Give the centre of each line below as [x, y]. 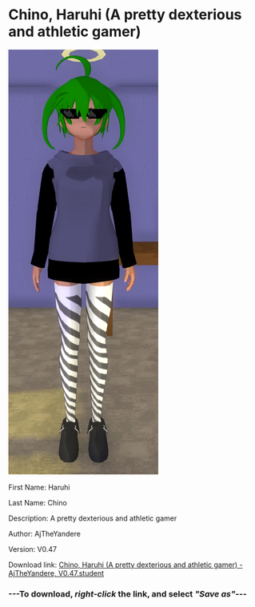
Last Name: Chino [38, 502]
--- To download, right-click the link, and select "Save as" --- [128, 593]
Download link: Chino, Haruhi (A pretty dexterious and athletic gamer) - [126, 565]
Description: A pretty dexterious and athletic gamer [93, 518]
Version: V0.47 [33, 549]
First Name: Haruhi [39, 487]
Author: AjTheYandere [45, 533]
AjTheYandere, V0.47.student [56, 573]
